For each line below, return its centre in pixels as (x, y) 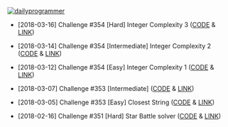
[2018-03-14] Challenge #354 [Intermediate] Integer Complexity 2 (114, 46)
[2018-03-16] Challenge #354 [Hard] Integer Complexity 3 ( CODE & (116, 24)
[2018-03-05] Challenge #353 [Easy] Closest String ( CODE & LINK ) (116, 102)
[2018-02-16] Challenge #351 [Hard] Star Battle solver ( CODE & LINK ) (119, 116)
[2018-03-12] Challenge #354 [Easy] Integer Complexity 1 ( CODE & (116, 67)
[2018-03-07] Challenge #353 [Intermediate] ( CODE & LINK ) (106, 88)
